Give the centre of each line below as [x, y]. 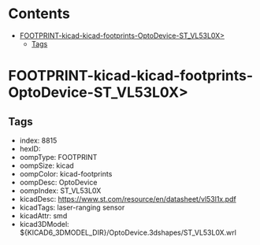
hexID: [30, 148]
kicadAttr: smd [43, 215]
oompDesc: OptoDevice [58, 182]
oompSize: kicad [47, 165]
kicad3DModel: [44, 224]
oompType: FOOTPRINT [58, 157]
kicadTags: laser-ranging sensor [72, 207]
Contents [39, 14]
